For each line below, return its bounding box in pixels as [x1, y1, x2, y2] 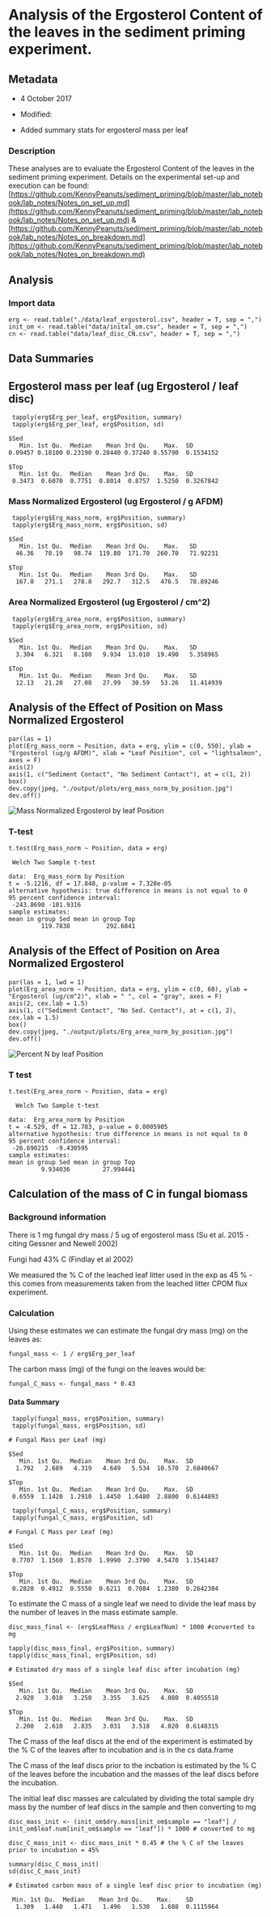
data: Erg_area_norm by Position [8, 1116, 125, 1124]
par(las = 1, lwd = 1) [8, 978, 85, 986]
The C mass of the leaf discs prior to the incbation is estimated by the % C [8, 1761, 257, 1771]
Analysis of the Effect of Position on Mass [8, 701, 224, 715]
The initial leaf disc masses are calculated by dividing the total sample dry [8, 1794, 255, 1804]
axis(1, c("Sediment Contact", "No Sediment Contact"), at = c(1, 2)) [8, 770, 252, 778]
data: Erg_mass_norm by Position [8, 872, 125, 880]
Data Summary [8, 1397, 60, 1406]
